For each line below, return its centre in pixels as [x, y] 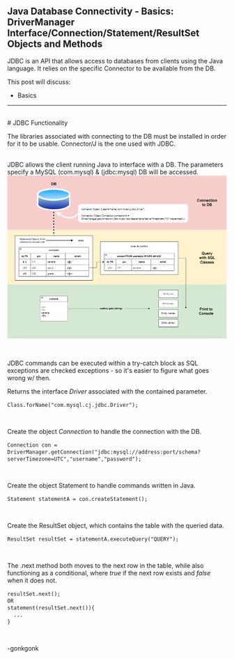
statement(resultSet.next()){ [51, 608]
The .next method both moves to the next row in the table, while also [106, 565]
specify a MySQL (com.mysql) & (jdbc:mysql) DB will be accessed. [103, 172]
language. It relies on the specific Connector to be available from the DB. [111, 68]
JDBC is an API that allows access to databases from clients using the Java [115, 61]
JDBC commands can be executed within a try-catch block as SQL [103, 363]
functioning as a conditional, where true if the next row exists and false [109, 573]
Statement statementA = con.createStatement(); [78, 499]
